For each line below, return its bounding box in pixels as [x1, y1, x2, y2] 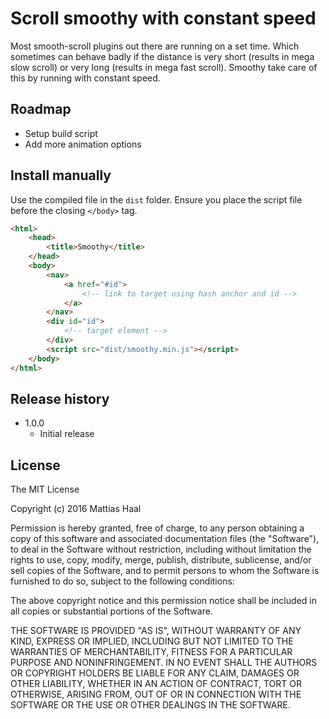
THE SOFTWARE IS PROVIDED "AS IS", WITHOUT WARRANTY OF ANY [10, 625, 302, 637]
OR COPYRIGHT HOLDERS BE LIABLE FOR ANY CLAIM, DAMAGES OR [10, 667, 300, 679]
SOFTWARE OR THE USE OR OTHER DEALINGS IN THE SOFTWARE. [10, 699, 291, 711]
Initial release [39, 428, 95, 440]
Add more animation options [24, 138, 142, 150]
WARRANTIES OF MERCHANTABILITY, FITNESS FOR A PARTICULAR [10, 646, 293, 658]
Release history [10, 390, 110, 407]
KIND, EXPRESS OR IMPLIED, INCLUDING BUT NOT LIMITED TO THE [10, 635, 294, 647]
